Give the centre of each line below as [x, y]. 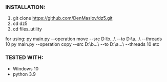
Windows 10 [26, 69]
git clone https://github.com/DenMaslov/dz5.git [62, 18]
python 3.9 [24, 74]
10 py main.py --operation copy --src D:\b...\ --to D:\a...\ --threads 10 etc [82, 44]
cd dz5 [20, 23]
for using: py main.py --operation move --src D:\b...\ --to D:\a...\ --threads [84, 39]
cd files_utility [27, 29]
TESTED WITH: [24, 58]
